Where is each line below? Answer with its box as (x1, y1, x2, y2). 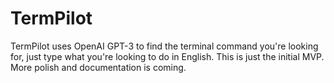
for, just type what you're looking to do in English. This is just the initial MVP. (10, 50, 325, 62)
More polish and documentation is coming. (10, 61, 187, 73)
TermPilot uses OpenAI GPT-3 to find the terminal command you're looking (10, 40, 319, 52)
